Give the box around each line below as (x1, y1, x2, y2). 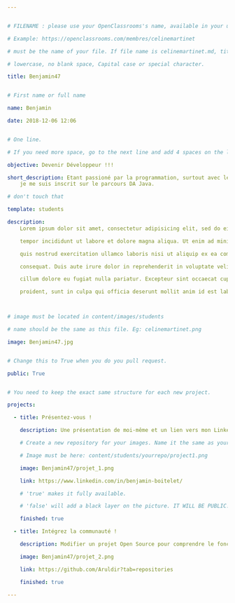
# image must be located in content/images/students (7, 313, 164, 320)
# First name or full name (7, 92, 86, 99)
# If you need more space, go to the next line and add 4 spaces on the (7, 149, 224, 156)
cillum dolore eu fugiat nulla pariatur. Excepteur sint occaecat (20, 276, 218, 283)
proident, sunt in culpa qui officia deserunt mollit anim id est (20, 288, 218, 295)
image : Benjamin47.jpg (7, 338, 73, 346)
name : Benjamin (7, 104, 52, 112)
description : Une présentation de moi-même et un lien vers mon (20, 427, 211, 434)
